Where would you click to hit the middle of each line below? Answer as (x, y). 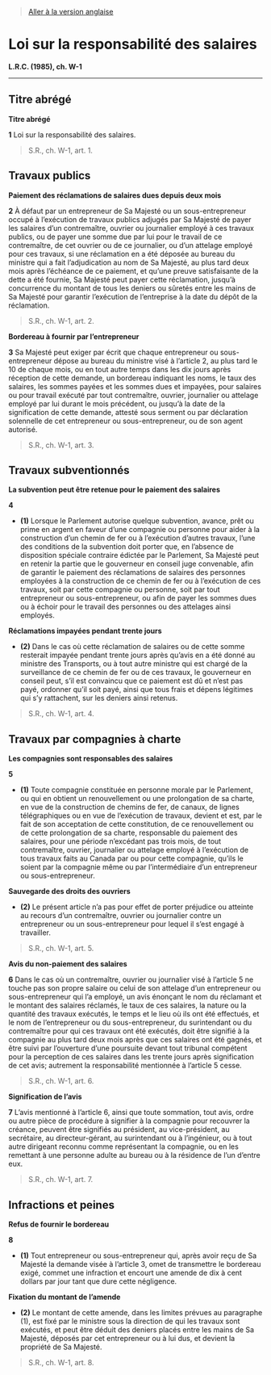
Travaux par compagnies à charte (95, 739)
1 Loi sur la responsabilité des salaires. (72, 134)
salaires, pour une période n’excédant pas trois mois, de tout (121, 841)
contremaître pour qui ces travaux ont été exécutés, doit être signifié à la (129, 1031)
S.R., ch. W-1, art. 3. (61, 445)
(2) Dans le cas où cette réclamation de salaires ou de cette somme (132, 647)
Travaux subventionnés (69, 470)
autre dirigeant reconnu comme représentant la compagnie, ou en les (124, 1147)
